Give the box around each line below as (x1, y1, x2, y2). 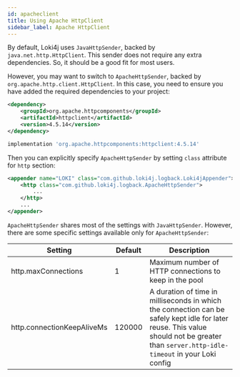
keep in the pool (149, 275, 204, 285)
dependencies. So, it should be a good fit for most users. (7, 58, 175, 67)
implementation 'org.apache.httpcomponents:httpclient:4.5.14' (7, 140, 200, 148)
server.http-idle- (166, 341, 229, 349)
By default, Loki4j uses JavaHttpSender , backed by (7, 43, 156, 52)
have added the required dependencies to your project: (7, 87, 170, 96)
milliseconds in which (149, 295, 221, 305)
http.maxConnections (11, 266, 84, 276)
